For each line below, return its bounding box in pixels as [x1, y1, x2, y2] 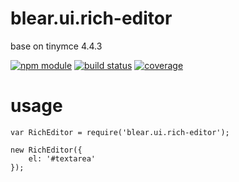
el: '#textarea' [28, 153, 97, 164]
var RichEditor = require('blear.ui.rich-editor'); [10, 127, 230, 137]
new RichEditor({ [10, 145, 83, 155]
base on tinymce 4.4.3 [10, 40, 103, 52]
